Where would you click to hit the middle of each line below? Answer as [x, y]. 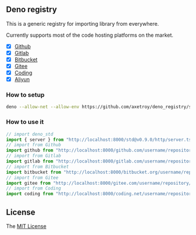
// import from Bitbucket [37, 167]
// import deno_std [30, 134]
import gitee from [28, 183]
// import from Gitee [32, 178]
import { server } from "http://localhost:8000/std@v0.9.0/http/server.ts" [100, 140]
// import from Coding [34, 189]
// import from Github [34, 145]
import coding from [30, 194]
